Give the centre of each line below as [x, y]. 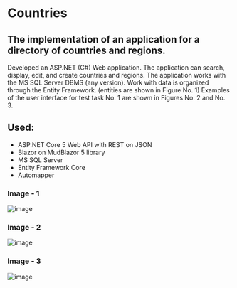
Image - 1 [23, 193]
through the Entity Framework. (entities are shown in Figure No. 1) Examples [118, 90]
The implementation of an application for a [104, 39]
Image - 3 [24, 261]
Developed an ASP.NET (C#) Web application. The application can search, [116, 68]
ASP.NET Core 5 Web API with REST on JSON [85, 144]
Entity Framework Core [51, 167]
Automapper [36, 175]
